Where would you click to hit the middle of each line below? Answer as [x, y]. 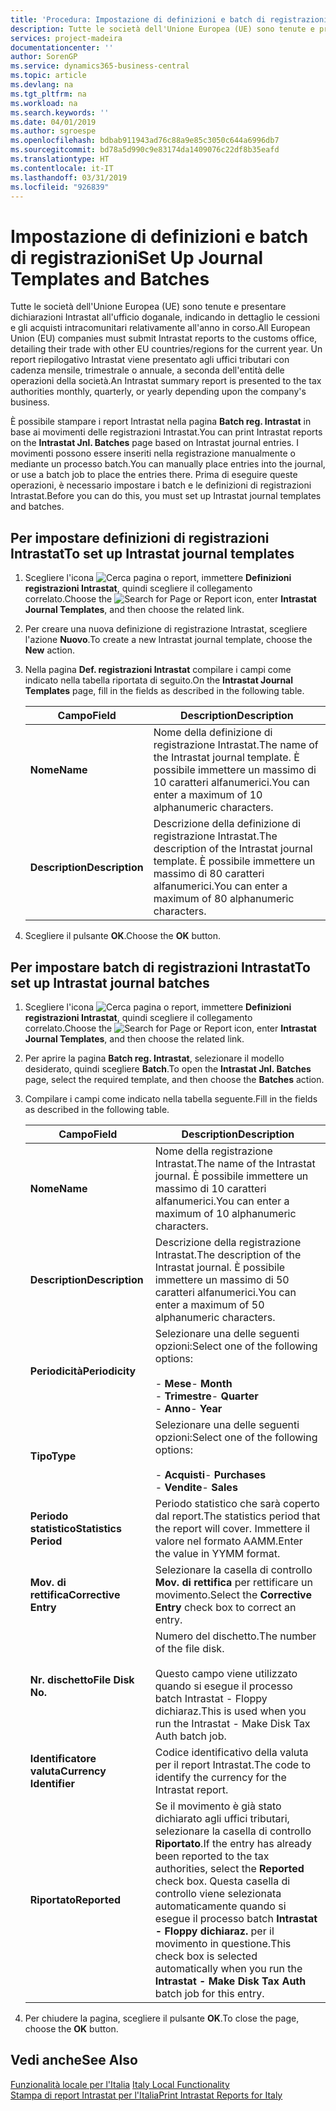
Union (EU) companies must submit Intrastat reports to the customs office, [164, 338]
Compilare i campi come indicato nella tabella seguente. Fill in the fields [171, 1098]
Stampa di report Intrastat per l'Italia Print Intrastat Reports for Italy [146, 2095]
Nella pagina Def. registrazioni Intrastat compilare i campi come [158, 670]
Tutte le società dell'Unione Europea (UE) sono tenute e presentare [148, 307]
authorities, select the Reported [229, 1868]
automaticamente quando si [220, 1906]
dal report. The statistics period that [237, 1516]
